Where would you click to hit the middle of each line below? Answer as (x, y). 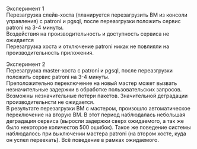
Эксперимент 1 (25, 9)
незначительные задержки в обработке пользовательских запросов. (94, 89)
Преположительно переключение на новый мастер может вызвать (92, 83)
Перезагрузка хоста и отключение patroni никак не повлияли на (88, 46)
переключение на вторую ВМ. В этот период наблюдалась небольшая (96, 115)
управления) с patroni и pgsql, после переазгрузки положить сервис (93, 21)
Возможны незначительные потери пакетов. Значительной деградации (97, 96)
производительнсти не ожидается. (50, 102)
